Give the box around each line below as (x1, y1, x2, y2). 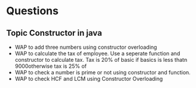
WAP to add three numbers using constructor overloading (14, 43, 157, 51)
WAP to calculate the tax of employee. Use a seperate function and (14, 50, 180, 57)
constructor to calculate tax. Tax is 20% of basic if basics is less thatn (14, 56, 188, 63)
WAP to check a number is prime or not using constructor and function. (14, 69, 191, 76)
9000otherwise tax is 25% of (14, 62, 87, 70)
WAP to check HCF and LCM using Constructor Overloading (14, 76, 163, 82)
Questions (6, 4, 59, 18)
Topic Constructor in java (6, 28, 103, 38)
